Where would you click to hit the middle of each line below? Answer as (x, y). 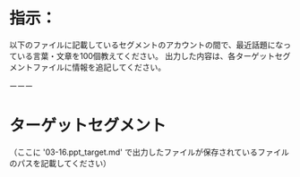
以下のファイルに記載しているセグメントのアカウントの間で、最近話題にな (146, 45)
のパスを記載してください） (60, 163)
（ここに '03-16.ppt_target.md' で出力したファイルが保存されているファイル (149, 152)
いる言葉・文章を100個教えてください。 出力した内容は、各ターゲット (146, 55)
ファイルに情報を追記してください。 (99, 67)
